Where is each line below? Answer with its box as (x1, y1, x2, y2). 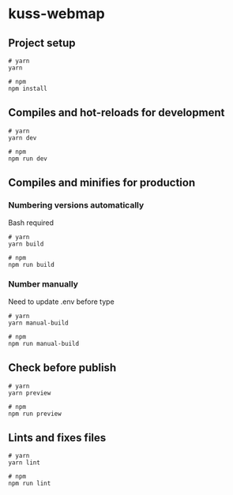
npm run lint (8, 479, 51, 488)
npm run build (8, 261, 55, 268)
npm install (8, 84, 47, 92)
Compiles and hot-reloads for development (8, 106, 225, 119)
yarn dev (8, 133, 37, 142)
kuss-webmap (8, 5, 105, 23)
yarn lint (8, 459, 41, 467)
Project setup (8, 36, 77, 50)
